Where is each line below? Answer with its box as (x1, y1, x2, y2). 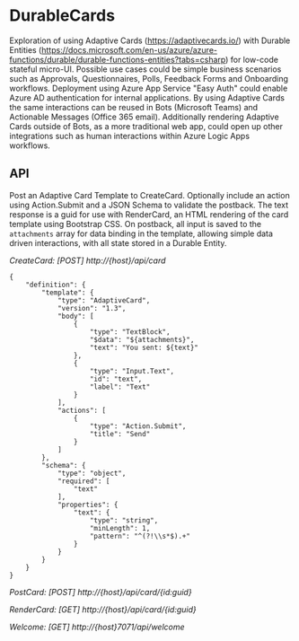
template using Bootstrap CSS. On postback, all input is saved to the (9, 218, 262, 229)
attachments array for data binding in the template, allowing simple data (9, 228, 274, 239)
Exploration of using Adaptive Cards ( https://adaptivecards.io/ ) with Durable (9, 35, 291, 46)
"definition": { (25, 280, 87, 289)
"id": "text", (89, 374, 143, 383)
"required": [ (57, 477, 110, 486)
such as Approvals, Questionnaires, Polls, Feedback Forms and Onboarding (9, 73, 289, 83)
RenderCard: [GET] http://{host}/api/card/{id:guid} (9, 603, 198, 615)
